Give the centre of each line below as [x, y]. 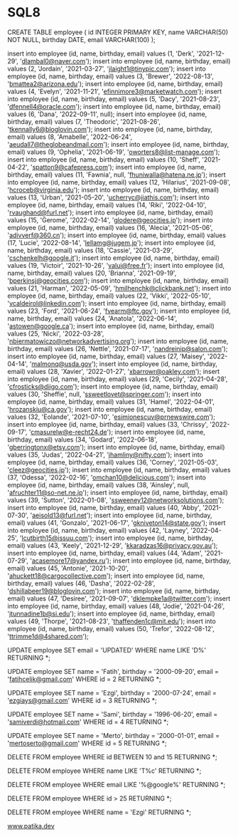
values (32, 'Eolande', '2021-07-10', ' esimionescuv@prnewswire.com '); [111, 417]
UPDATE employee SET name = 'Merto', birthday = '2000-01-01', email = [114, 735]
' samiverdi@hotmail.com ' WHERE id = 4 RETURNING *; [88, 722]
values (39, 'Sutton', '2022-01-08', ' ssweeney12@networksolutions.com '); [116, 500]
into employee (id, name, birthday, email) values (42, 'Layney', [98, 530]
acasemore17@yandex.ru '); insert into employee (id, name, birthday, [131, 561]
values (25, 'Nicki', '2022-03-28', [56, 333]
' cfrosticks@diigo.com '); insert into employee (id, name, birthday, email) [113, 386]
